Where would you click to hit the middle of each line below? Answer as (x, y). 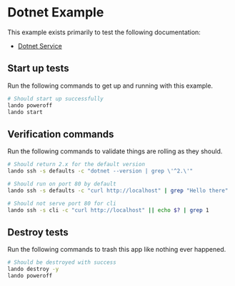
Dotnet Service (40, 46)
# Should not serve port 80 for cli (62, 203)
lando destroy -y (33, 269)
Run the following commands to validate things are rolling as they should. (115, 151)
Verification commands (61, 134)
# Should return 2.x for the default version (76, 165)
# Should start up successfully (55, 98)
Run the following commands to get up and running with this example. (110, 86)
